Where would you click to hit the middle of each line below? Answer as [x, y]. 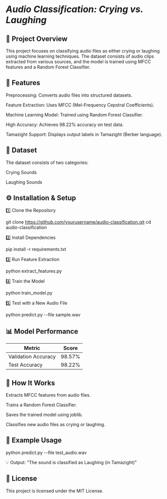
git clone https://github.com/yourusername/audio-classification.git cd [78, 222]
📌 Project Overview [37, 39]
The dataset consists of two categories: [47, 162]
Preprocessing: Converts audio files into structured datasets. [69, 95]
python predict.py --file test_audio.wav [46, 452]
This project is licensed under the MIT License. [55, 491]
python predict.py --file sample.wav [43, 315]
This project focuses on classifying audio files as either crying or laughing [83, 51]
